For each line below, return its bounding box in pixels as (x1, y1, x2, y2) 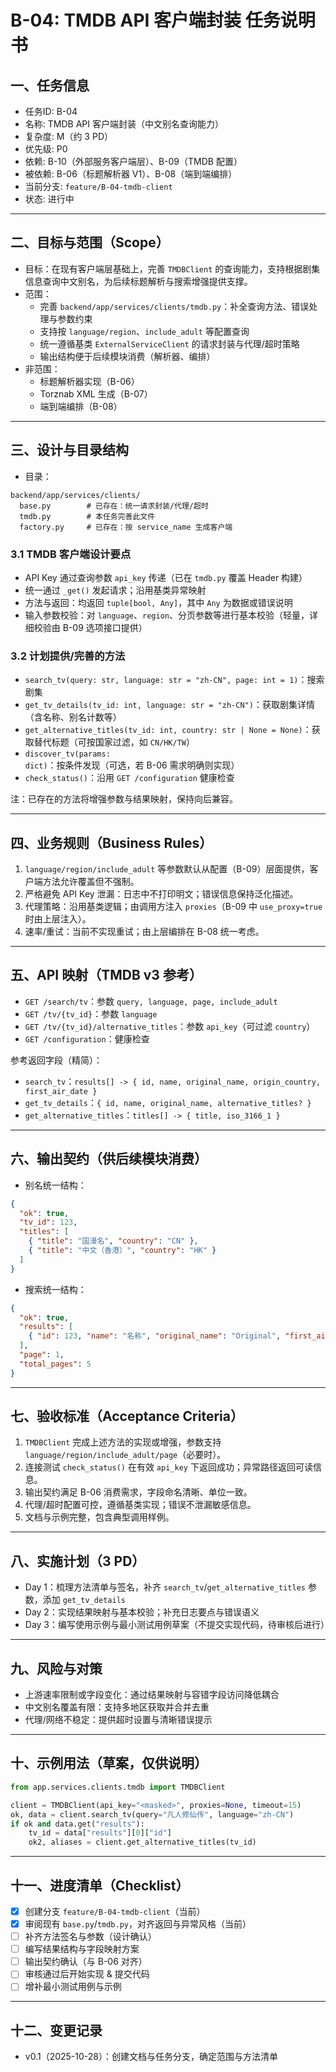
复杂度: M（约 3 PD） (24, 131, 113, 142)
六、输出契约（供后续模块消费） (10, 1151, 208, 1168)
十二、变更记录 (10, 2022, 103, 2039)
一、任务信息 (10, 77, 90, 94)
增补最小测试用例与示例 (24, 1981, 122, 1993)
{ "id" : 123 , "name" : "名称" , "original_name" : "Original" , (28, 1331, 282, 1341)
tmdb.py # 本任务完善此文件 (19, 511, 156, 521)
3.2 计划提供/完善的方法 (10, 649, 126, 663)
